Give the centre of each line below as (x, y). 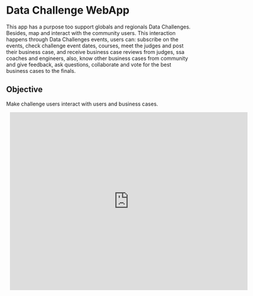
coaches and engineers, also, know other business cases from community (97, 58)
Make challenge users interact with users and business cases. (82, 104)
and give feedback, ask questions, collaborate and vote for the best (89, 64)
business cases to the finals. (41, 71)
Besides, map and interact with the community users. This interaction (91, 33)
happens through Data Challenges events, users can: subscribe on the (92, 39)
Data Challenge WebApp (68, 10)
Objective (25, 90)
